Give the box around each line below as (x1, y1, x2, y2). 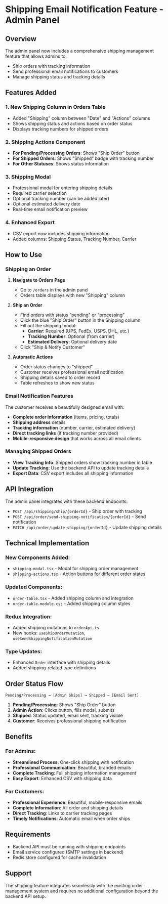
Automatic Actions (12, 354, 53, 360)
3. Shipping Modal (5, 173, 51, 180)
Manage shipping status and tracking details (12, 74, 105, 79)
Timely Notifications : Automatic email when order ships (12, 815, 131, 822)
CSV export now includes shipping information (12, 230, 110, 236)
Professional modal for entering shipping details (12, 185, 113, 191)
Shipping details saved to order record (20, 374, 100, 380)
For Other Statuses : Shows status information (12, 160, 109, 166)
